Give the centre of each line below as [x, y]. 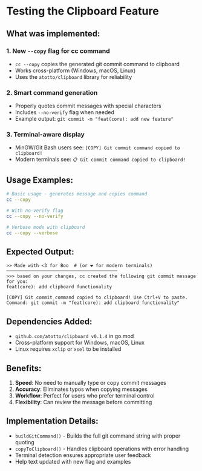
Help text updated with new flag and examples [73, 461]
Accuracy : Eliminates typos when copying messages [81, 389]
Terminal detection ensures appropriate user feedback [83, 455]
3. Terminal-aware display [45, 135]
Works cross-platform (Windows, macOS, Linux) [75, 70]
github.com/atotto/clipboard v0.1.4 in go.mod [74, 336]
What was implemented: [53, 34]
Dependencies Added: [49, 321]
